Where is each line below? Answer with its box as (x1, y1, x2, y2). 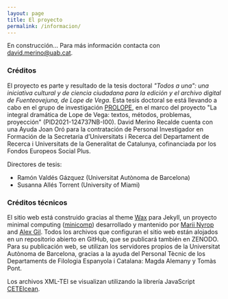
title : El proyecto (7, 16, 63, 23)
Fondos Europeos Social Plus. (7, 146, 91, 155)
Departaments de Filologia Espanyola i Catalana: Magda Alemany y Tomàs (7, 257, 217, 265)
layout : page (7, 10, 45, 17)
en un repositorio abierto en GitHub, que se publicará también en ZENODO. (7, 235, 219, 243)
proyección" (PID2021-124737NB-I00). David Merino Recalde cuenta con (7, 118, 214, 126)
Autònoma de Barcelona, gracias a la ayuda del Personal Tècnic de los (7, 249, 205, 257)
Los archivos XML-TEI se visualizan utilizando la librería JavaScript (7, 277, 195, 285)
